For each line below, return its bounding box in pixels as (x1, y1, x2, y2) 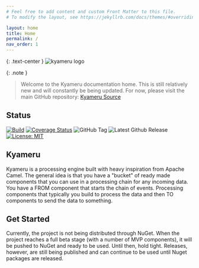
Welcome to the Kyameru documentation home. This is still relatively (20, 81, 188, 88)
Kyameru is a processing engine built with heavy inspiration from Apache (6, 165, 185, 173)
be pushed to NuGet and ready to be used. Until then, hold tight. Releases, (6, 243, 188, 250)
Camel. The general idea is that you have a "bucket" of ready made (6, 171, 171, 178)
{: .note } (6, 69, 28, 76)
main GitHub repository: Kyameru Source (20, 93, 121, 100)
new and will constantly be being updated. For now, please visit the (20, 87, 185, 94)
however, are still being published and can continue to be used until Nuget (6, 248, 188, 256)
